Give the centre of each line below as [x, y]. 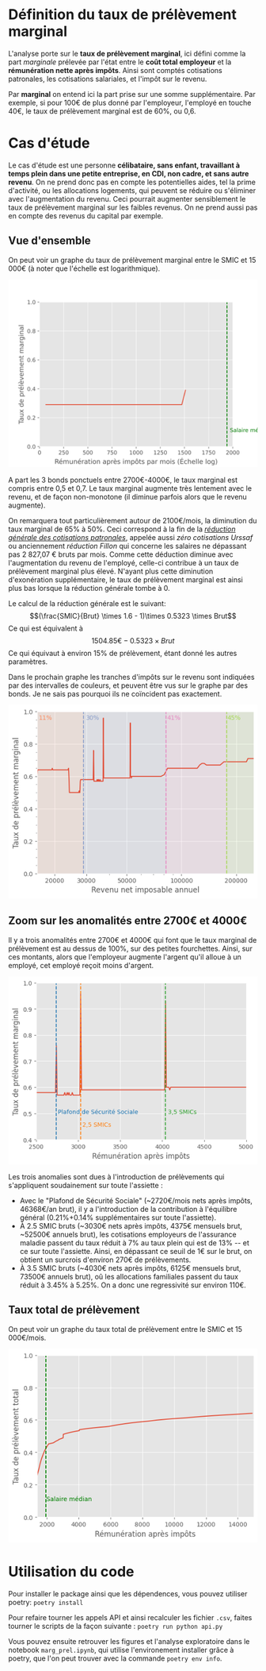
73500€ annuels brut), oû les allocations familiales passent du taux [129, 1276]
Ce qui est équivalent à [46, 628]
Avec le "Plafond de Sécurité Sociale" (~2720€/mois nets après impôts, [136, 1200]
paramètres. [28, 662]
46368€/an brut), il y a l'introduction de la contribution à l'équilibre [128, 1209]
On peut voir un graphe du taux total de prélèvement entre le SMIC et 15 [125, 1329]
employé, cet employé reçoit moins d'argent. [81, 965]
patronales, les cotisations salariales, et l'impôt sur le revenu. [108, 79]
